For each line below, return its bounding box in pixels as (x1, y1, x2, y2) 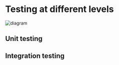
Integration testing (5, 51, 65, 60)
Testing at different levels (5, 3, 114, 15)
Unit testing (5, 34, 43, 43)
